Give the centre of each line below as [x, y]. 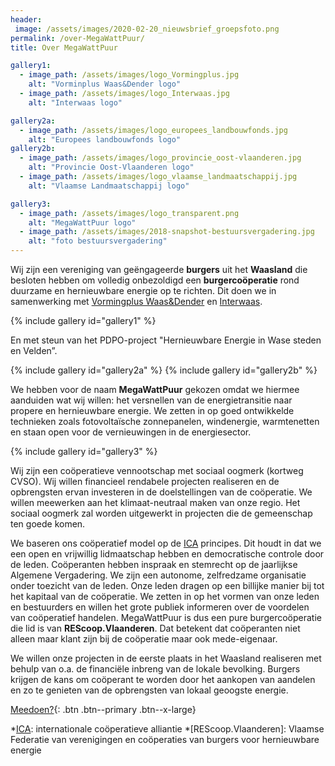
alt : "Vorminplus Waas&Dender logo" [105, 84]
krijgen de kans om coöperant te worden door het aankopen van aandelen [163, 679]
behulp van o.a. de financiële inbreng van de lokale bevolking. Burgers [155, 669]
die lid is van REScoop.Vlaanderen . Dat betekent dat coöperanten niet [155, 628]
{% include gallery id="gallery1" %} [83, 320]
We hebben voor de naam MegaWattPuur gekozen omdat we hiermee [155, 389]
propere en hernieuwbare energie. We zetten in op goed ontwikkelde [152, 410]
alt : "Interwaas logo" [75, 102]
